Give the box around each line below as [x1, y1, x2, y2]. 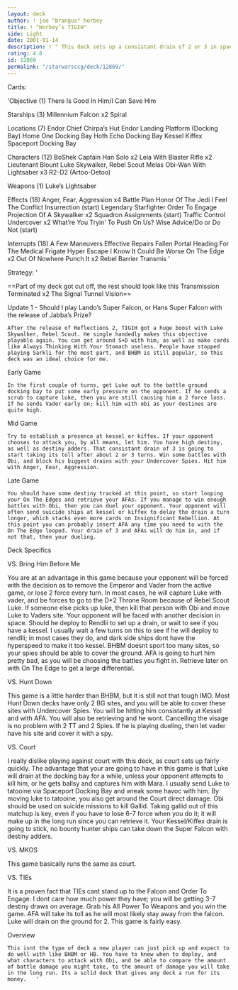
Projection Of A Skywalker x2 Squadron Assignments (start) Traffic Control [7, 210, 226, 219]
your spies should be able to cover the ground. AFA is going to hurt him [7, 649, 215, 657]
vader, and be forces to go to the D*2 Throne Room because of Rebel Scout [7, 595, 229, 604]
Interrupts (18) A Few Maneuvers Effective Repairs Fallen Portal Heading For [7, 239, 229, 248]
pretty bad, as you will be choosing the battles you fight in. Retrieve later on [7, 656, 228, 664]
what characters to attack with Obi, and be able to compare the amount [7, 957, 227, 964]
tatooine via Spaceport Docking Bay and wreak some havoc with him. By [7, 786, 220, 795]
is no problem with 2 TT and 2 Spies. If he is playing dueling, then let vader [7, 721, 226, 730]
